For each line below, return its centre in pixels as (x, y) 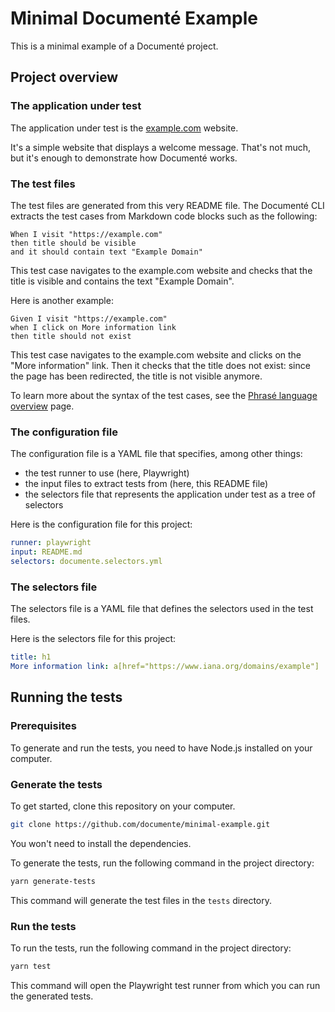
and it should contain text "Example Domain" (106, 252)
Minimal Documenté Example (134, 18)
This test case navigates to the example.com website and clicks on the (156, 354)
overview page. (42, 406)
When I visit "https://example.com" (86, 234)
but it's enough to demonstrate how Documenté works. (124, 158)
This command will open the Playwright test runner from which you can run (165, 985)
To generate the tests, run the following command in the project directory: (162, 863)
